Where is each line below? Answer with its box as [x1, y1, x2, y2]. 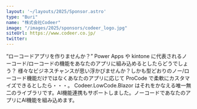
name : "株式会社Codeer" [6, 19, 61, 25]
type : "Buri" [6, 14, 38, 20]
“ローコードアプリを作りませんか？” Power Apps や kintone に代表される [6, 53, 182, 59]
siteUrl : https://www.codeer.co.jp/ [6, 30, 96, 36]
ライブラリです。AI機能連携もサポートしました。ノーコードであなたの [16, 89, 186, 96]
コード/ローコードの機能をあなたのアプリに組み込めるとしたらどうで [11, 60, 178, 67]
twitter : [6, 36, 28, 42]
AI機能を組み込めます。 [21, 97, 78, 103]
